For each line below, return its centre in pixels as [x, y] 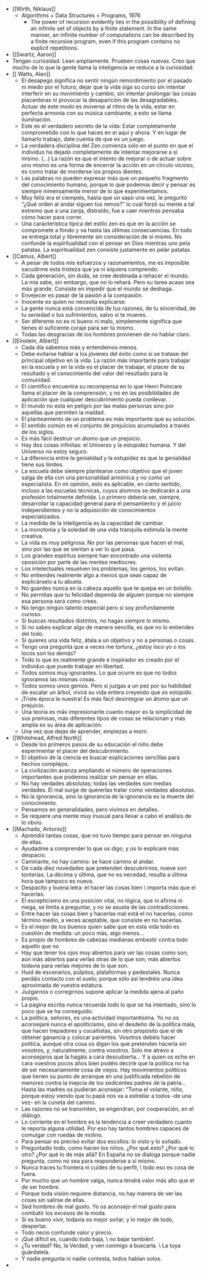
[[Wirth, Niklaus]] [34, 9]
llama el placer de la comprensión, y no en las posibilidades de [100, 393]
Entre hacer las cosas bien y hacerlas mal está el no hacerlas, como [107, 913]
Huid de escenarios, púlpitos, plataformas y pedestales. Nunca [101, 972]
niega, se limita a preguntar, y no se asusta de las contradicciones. [105, 907]
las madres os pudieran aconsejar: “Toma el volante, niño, [110, 1089]
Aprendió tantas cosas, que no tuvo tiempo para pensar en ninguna [106, 835]
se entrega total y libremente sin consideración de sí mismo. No [102, 236]
